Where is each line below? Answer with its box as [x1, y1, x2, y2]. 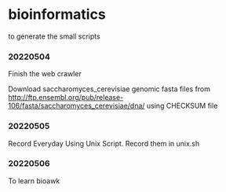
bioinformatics [8, 6, 106, 24]
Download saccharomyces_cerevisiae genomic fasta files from [8, 84, 210, 94]
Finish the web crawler [8, 69, 82, 79]
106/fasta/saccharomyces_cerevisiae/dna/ [8, 101, 145, 111]
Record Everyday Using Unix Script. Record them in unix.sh [8, 138, 200, 148]
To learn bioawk [8, 175, 60, 186]
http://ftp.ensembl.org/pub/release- [8, 93, 124, 102]
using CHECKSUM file [146, 101, 218, 111]
